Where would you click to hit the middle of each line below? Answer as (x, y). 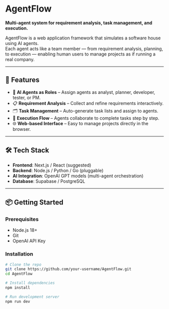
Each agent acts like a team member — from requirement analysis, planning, (84, 48)
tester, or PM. (26, 97)
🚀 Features (22, 80)
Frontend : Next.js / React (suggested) (52, 165)
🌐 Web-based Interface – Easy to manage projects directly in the (80, 123)
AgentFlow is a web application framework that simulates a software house (83, 38)
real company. (20, 59)
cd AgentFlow (19, 274)
